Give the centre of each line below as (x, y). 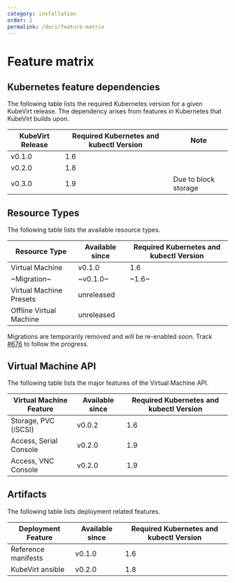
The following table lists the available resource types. (84, 230)
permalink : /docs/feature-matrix (56, 27)
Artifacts (27, 494)
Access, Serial (34, 441)
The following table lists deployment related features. (84, 511)
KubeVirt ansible (38, 569)
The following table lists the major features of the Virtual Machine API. (108, 383)
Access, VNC (33, 461)
